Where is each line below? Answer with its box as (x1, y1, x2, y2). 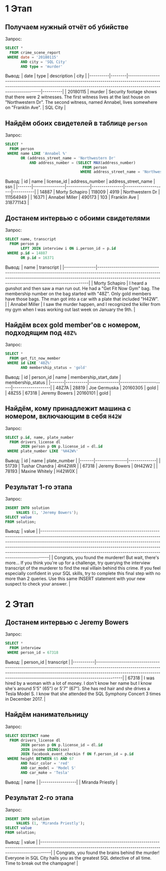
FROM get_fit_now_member (9, 356, 61, 361)
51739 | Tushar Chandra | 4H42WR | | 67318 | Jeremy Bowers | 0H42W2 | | (5, 463, 158, 469)
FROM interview (9, 646, 41, 651)
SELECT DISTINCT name (5, 733, 50, 738)
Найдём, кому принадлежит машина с (5, 404, 131, 413)
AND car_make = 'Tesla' (20, 770, 70, 775)
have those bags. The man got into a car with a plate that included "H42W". (5, 296, 159, 302)
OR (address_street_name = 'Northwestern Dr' (20, 155, 116, 160)
